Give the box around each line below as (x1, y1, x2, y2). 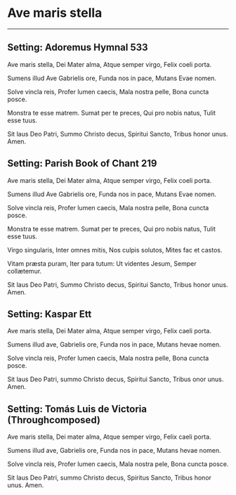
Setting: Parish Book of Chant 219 (7, 157, 157, 169)
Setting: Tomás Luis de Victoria (7, 403, 147, 415)
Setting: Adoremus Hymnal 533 (7, 41, 149, 53)
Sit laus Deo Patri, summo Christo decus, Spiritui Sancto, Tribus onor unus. (7, 375, 224, 384)
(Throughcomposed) (7, 413, 100, 426)
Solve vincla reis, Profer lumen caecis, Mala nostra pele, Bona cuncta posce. (7, 460, 229, 468)
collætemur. (7, 266, 42, 275)
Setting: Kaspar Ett (7, 308, 92, 320)
